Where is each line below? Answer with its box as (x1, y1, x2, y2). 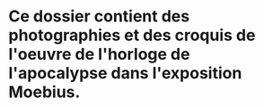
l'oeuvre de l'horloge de (8, 45, 190, 64)
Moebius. (8, 82, 81, 103)
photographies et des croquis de (8, 25, 256, 45)
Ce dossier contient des (8, 6, 190, 27)
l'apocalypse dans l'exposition (8, 63, 242, 84)
